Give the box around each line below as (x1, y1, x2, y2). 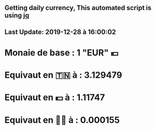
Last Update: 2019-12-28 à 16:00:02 (4, 28, 116, 36)
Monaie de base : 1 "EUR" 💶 (4, 47, 119, 58)
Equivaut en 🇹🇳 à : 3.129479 (4, 70, 122, 81)
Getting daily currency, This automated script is (4, 4, 152, 12)
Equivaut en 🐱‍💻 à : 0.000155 (4, 115, 120, 125)
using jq (4, 12, 30, 20)
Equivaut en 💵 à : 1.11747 (4, 92, 105, 103)
